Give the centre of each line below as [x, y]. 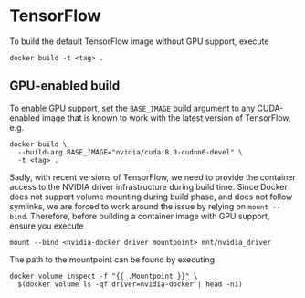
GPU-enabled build [65, 86]
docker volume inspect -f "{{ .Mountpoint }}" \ [104, 276]
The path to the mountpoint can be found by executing [112, 259]
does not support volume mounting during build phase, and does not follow [151, 197]
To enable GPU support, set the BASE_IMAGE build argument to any [132, 108]
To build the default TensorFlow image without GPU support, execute [139, 41]
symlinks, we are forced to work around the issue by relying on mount [139, 206]
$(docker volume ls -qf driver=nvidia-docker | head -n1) [131, 284]
